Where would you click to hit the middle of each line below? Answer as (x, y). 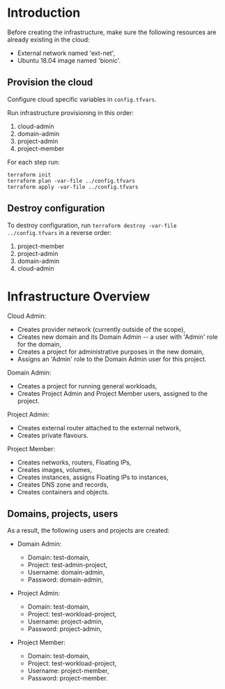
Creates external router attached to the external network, (99, 427)
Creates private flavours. (53, 435)
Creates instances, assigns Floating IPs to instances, (93, 477)
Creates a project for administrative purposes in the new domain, (110, 351)
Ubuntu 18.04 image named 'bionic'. (69, 60)
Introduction (44, 13)
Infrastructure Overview (79, 296)
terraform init (29, 175)
